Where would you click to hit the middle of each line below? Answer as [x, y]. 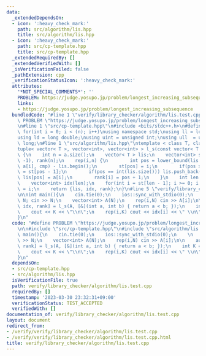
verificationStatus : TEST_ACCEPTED [57, 303]
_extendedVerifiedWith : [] [46, 63]
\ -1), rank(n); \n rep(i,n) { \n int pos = [86, 160]
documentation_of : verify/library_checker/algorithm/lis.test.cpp [93, 315]
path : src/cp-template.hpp [52, 47]
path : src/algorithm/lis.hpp [55, 29]
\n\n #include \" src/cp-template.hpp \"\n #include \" [85, 229]
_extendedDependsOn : [38, 18]
